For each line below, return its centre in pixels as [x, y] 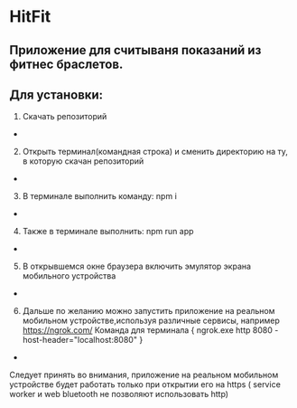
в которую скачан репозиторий [83, 161]
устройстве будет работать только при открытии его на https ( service [145, 384]
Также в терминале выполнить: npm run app [108, 232]
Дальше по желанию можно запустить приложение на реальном [148, 311]
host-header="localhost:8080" [80, 340]
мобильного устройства [69, 276]
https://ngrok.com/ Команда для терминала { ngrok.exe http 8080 [147, 330]
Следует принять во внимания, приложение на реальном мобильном [144, 375]
